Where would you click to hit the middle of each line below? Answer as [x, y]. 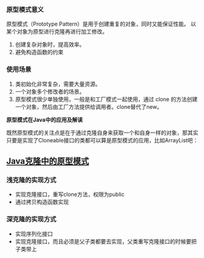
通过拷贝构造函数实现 [42, 202]
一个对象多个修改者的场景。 [50, 91]
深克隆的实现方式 [31, 219]
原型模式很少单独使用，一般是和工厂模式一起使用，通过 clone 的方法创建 [106, 99]
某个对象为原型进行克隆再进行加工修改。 [57, 32]
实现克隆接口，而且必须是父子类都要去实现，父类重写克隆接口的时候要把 [106, 241]
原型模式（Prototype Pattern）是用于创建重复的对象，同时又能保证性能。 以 [101, 24]
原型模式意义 [25, 9]
